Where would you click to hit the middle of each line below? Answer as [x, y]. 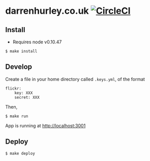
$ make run [17, 116]
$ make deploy [20, 153]
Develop [19, 67]
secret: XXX [27, 97]
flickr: [13, 88]
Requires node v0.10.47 [37, 42]
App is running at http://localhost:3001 [46, 125]
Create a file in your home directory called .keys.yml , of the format [75, 79]
